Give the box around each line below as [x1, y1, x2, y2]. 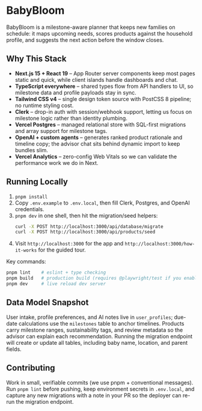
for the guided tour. [38, 246, 86, 253]
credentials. [14, 205, 44, 212]
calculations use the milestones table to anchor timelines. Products [18, 320, 185, 327]
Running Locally [6, 177, 68, 187]
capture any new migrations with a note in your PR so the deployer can [6, 392, 182, 399]
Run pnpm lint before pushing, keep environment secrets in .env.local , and [6, 385, 195, 392]
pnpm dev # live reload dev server [6, 281, 106, 287]
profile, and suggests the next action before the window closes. [6, 36, 164, 43]
